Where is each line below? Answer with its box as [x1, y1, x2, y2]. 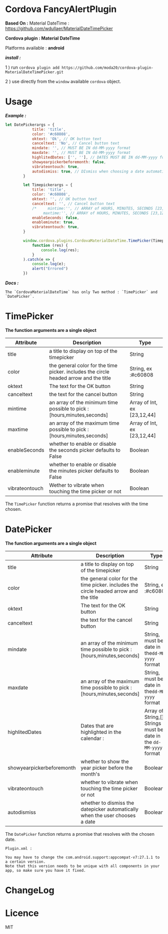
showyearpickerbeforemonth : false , [31, 159, 106, 164]
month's [80, 771, 100, 778]
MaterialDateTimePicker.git [5, 69, 64, 75]
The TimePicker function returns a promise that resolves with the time [5, 500, 148, 507]
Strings [144, 719, 161, 726]
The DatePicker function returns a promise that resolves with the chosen [5, 831, 155, 837]
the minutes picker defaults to [49, 467, 119, 474]
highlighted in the [80, 728, 121, 735]
